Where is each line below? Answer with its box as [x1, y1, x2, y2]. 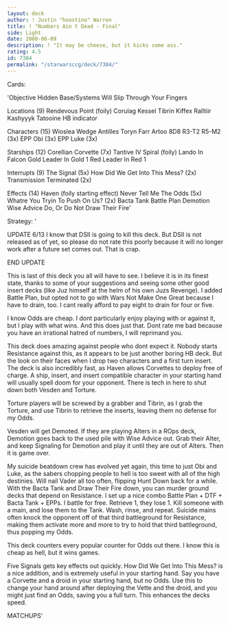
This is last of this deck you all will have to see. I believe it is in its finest [7, 271, 209, 280]
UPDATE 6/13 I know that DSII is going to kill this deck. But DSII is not [7, 230, 202, 238]
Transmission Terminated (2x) [7, 176, 92, 184]
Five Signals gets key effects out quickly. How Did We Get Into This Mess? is [7, 561, 223, 570]
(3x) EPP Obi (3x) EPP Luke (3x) [7, 135, 98, 143]
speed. [7, 598, 27, 606]
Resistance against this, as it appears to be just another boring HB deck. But [7, 349, 222, 357]
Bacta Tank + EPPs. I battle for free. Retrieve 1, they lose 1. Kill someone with [7, 499, 224, 507]
